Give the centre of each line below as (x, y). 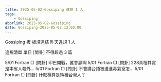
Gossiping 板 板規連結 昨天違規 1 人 (40, 42)
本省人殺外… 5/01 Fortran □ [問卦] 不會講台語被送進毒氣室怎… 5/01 (76, 69)
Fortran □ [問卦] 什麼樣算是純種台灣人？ (45, 75)
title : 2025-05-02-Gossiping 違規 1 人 (44, 9)
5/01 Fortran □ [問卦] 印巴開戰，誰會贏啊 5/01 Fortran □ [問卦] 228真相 (76, 63)
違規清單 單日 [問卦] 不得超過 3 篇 (39, 52)
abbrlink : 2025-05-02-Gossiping (38, 23)
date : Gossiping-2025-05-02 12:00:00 (43, 28)
